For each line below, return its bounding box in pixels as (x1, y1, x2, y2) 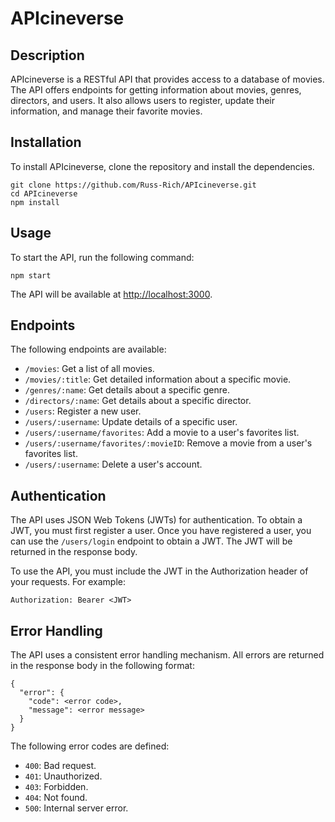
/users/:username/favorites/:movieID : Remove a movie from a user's (24, 437, 313, 449)
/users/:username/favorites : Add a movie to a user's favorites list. (24, 427, 300, 439)
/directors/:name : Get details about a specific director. (24, 395, 252, 407)
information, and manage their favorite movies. (10, 105, 203, 117)
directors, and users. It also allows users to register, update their (10, 95, 276, 106)
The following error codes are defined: (10, 740, 170, 752)
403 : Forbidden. (24, 781, 89, 793)
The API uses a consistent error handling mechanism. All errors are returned (10, 649, 325, 661)
